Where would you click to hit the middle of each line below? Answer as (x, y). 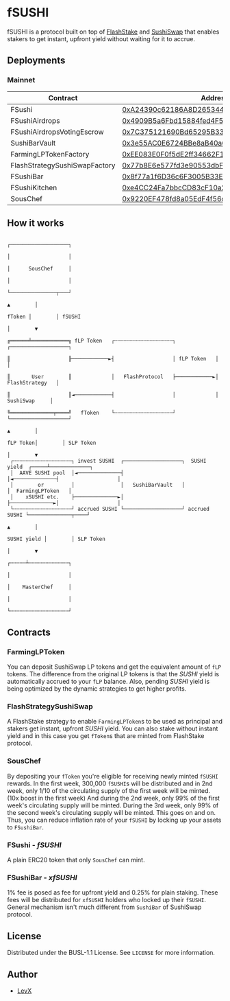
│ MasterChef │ (39, 587)
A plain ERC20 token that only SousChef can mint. (76, 860)
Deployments (36, 61)
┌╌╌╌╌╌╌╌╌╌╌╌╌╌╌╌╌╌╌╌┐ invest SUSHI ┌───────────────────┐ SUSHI (108, 461)
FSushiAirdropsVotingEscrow (57, 132)
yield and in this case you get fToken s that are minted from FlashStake (106, 736)
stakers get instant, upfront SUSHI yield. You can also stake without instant (113, 728)
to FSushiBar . (26, 827)
